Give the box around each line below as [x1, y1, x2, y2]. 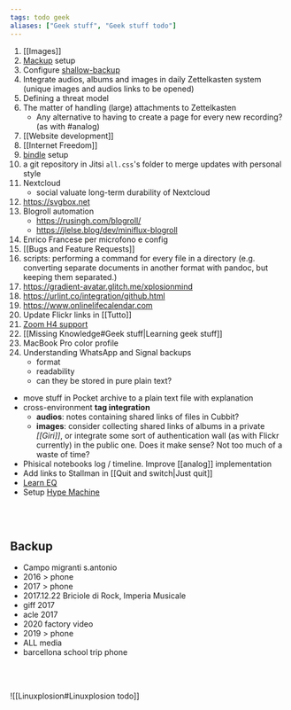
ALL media [22, 637, 63, 648]
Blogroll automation [22, 206, 95, 216]
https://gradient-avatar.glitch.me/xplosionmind [22, 281, 193, 292]
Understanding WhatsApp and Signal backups [22, 347, 192, 357]
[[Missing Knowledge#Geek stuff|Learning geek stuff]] [22, 328, 223, 339]
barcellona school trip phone [22, 647, 128, 658]
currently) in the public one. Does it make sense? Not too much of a [35, 440, 282, 450]
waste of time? [35, 449, 90, 459]
